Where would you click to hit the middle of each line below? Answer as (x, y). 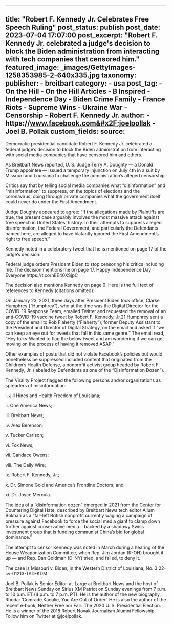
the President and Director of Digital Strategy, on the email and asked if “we (85, 327)
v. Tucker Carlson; (25, 435)
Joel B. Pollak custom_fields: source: (65, 131)
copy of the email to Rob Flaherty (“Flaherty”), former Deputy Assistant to (83, 322)
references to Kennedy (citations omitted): (50, 290)
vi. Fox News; (20, 445)
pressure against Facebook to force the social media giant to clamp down (83, 521)
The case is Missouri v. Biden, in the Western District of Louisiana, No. (79, 568)
